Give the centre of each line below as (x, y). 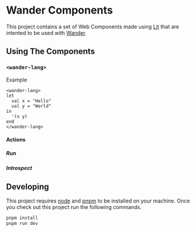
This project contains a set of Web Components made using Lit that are (93, 27)
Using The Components (51, 52)
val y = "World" (31, 106)
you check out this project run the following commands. (74, 207)
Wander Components (60, 10)
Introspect (19, 168)
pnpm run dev (22, 223)
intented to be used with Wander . (46, 32)
